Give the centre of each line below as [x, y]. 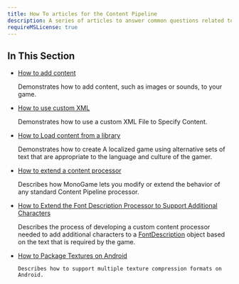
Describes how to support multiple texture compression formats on [119, 269]
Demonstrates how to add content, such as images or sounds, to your [120, 87]
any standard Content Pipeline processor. [78, 192]
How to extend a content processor [70, 170]
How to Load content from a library [69, 136]
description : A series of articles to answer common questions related [116, 21]
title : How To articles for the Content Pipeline [83, 14]
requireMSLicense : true [43, 27]
